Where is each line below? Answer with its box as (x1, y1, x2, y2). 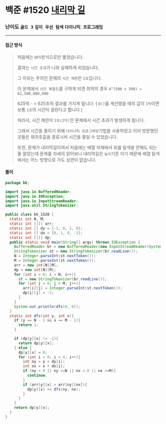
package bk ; (5, 180, 30, 185)
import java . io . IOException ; (5, 194, 65, 199)
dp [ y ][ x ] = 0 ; (18, 350, 48, 355)
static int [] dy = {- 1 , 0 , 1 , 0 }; (9, 226, 83, 231)
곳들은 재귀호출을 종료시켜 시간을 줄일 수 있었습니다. (17, 134, 118, 140)
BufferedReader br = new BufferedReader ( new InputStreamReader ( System (14, 244, 163, 249)
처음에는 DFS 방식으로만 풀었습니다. (17, 54, 84, 60)
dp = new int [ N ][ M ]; (14, 267, 56, 272)
